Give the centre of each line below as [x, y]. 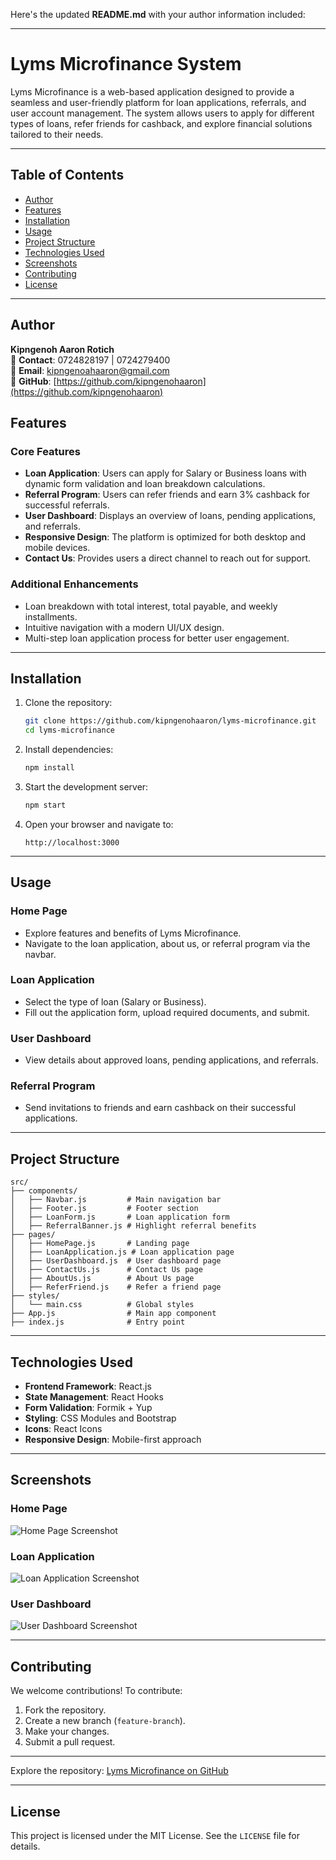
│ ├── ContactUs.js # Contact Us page [106, 1270]
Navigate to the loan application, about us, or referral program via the [167, 943]
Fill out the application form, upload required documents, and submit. [167, 1012]
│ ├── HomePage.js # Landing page [100, 1244]
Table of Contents [67, 175]
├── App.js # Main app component [113, 1314]
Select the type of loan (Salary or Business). [115, 1001]
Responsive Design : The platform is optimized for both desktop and [165, 537]
